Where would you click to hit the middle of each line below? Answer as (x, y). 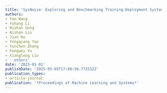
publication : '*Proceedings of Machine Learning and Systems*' (72, 83)
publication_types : (25, 74)
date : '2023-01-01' (25, 64)
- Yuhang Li (17, 23)
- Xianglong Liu (22, 55)
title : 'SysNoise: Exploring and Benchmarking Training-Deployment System (84, 10)
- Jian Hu (15, 37)
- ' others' (17, 60)
